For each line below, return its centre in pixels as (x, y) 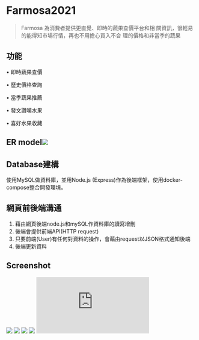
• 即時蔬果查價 (24, 72)
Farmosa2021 (41, 11)
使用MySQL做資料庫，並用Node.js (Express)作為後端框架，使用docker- (95, 180)
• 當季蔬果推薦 (24, 97)
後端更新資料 (31, 246)
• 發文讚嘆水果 (24, 110)
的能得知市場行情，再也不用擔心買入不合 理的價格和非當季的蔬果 (101, 35)
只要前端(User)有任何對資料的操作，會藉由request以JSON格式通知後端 (103, 239)
